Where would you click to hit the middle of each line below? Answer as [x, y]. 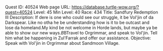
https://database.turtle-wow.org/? [105, 7]
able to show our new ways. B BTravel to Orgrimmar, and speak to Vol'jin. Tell [81, 33]
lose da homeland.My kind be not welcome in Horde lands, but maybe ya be [81, 28]
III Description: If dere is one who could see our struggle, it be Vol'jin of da [79, 17]
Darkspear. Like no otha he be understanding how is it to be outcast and [77, 22]
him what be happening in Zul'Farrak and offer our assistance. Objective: [78, 38]
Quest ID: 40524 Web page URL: [38, 7]
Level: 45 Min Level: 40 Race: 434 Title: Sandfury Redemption [96, 12]
